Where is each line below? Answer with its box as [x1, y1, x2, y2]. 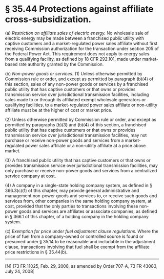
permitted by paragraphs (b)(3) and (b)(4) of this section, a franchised [5, 121, 146, 128]
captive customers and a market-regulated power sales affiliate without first [5, 40, 158, 46]
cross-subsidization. [5, 14, 92, 25]
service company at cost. [5, 173, 56, 179]
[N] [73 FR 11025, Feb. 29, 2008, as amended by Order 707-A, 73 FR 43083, [5, 263, 158, 269]
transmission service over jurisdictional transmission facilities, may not [5, 132, 147, 138]
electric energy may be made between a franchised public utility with [5, 35, 144, 41]
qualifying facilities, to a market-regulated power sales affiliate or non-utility [5, 102, 158, 108]
